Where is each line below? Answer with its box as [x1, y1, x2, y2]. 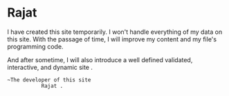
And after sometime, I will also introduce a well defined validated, [7, 55, 193, 64]
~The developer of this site [7, 76, 91, 84]
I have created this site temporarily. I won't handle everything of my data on [7, 28, 223, 36]
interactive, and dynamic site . [7, 63, 93, 71]
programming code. [7, 42, 64, 50]
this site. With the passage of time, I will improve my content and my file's [7, 35, 217, 43]
